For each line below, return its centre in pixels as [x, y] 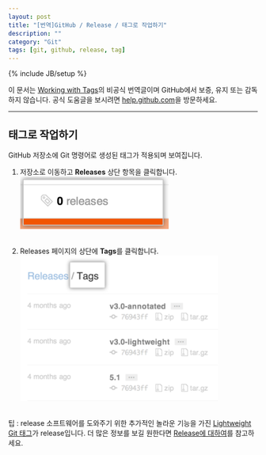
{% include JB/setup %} [47, 74]
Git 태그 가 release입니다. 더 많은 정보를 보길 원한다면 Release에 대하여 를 [121, 433]
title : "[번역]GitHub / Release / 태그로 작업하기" [88, 25]
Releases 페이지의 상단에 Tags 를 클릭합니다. [89, 251]
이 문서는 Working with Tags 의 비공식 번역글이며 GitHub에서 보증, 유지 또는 [126, 90]
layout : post [30, 17]
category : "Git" [35, 42]
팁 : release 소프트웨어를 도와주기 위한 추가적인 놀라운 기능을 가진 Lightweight [130, 423]
